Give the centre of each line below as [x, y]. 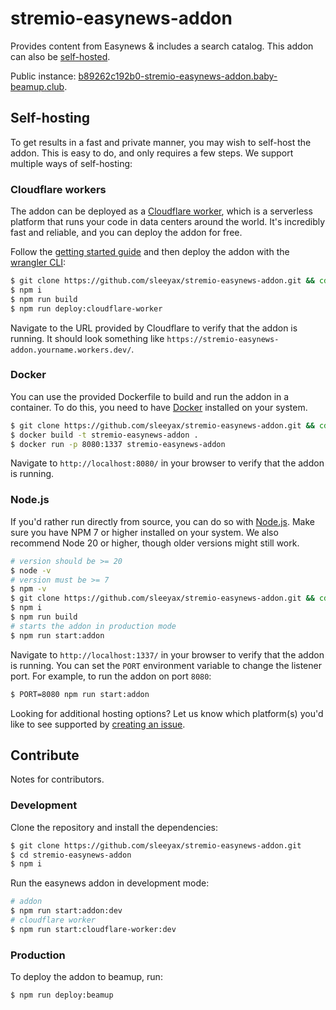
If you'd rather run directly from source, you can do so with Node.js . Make [163, 521]
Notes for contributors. [57, 779]
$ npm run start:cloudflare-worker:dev [93, 929]
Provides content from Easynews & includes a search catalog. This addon [162, 46]
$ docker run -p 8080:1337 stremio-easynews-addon [118, 444]
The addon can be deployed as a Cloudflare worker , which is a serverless [161, 211]
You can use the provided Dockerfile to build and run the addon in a [150, 396]
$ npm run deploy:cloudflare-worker [86, 308]
